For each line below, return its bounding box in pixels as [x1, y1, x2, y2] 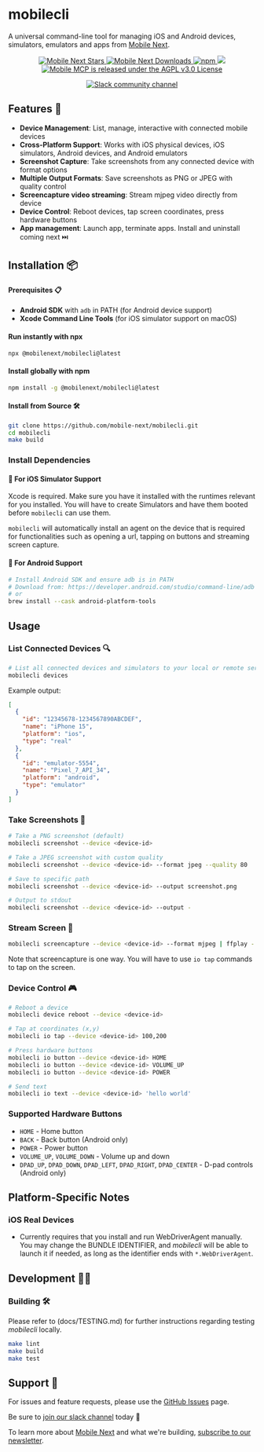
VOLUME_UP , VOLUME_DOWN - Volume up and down [19, 1151, 170, 1161]
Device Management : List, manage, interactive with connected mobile [19, 123, 248, 133]
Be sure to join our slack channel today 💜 [8, 1412, 141, 1422]
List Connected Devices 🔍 [8, 643, 112, 654]
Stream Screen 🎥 [8, 923, 74, 934]
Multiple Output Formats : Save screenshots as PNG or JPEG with [19, 173, 233, 182]
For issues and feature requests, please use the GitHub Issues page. [8, 1397, 229, 1406]
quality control [19, 181, 67, 191]
